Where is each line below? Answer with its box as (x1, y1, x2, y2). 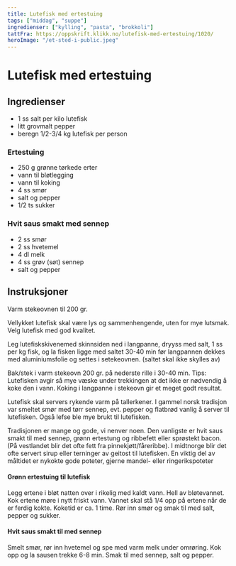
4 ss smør (17, 186, 47, 195)
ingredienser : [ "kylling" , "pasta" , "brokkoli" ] (7, 23, 154, 31)
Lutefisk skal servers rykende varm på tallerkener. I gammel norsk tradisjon (7, 397, 227, 406)
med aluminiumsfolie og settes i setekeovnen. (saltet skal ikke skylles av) (7, 354, 221, 363)
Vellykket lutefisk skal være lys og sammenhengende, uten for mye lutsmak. (7, 318, 230, 327)
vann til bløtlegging (17, 171, 74, 180)
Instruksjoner (7, 285, 69, 298)
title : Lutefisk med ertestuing (7, 10, 103, 18)
